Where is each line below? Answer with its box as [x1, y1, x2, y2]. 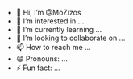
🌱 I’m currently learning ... [15, 25, 102, 34]
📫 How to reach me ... [15, 43, 91, 52]
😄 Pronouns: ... [15, 54, 69, 64]
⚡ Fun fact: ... [15, 63, 60, 73]
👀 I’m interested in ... [15, 16, 85, 26]
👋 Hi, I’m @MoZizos [15, 8, 82, 17]
